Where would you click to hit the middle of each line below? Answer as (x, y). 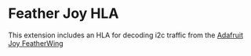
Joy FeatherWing (36, 43)
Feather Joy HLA (64, 14)
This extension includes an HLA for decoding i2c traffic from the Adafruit (125, 35)
